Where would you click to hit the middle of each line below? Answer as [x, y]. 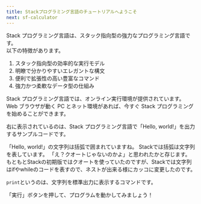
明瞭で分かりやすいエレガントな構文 [60, 70]
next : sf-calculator [32, 17]
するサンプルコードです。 [38, 134]
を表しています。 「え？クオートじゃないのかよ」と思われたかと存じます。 [98, 154]
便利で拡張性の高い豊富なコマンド [57, 78]
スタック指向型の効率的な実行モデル [60, 63]
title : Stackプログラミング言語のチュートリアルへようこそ [72, 12]
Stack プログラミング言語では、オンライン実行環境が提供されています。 [95, 98]
